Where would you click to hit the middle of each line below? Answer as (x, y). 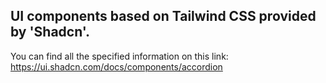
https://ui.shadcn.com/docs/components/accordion (116, 66)
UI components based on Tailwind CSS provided (163, 16)
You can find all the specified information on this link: (119, 56)
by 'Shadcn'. (50, 32)
